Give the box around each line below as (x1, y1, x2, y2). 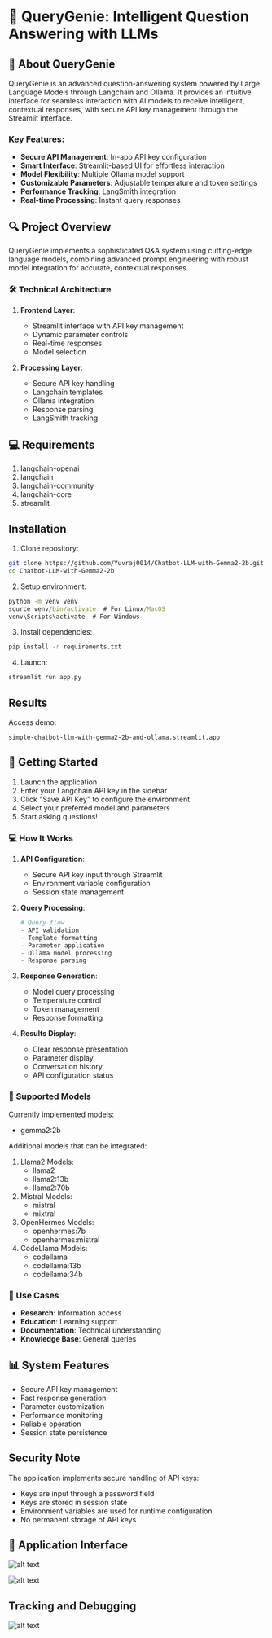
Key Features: (8, 134, 65, 145)
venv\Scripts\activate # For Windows (8, 613, 140, 621)
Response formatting (32, 1013, 103, 1023)
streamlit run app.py (8, 674, 82, 682)
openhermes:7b (32, 1226, 86, 1236)
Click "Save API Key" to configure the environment (20, 794, 191, 804)
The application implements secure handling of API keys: (8, 1473, 200, 1482)
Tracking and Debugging (8, 1599, 137, 1613)
